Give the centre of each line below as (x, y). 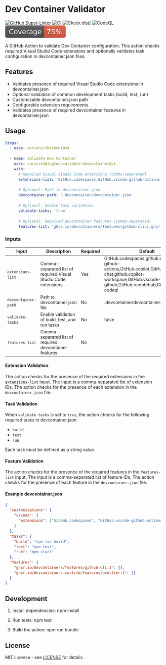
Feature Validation (24, 461)
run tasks (50, 325)
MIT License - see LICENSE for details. (44, 658)
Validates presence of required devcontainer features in (69, 110)
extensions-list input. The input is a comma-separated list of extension (79, 382)
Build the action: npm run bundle (45, 630)
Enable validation (58, 314)
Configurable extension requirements (50, 104)
